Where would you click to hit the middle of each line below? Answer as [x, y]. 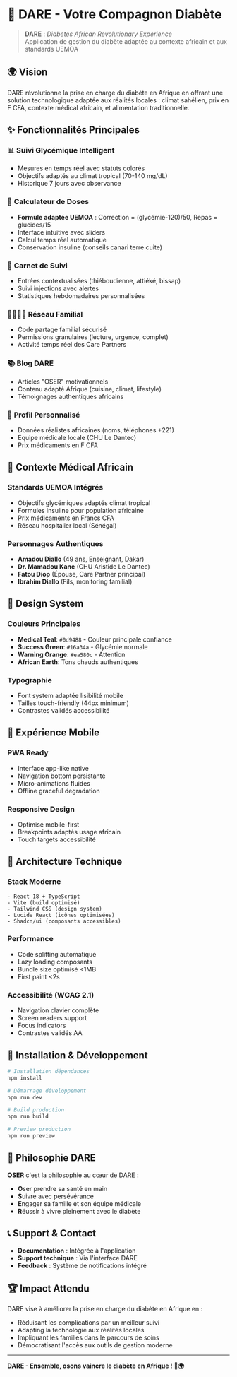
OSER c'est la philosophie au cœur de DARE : [73, 1175]
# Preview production [39, 1130]
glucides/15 [34, 225]
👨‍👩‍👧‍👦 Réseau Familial [45, 314]
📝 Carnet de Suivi [38, 266]
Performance [31, 939]
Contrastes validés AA [50, 1033]
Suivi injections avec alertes [58, 288]
